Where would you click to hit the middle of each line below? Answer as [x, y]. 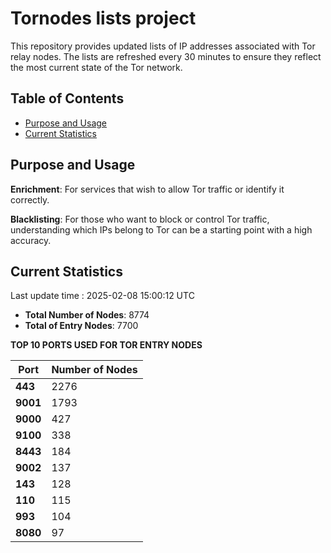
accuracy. [31, 240]
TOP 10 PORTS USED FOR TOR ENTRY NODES [106, 345]
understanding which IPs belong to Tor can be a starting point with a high [161, 229]
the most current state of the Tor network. [96, 67]
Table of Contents [67, 98]
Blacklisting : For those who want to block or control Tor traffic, [140, 219]
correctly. [30, 199]
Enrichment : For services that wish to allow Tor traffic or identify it [147, 189]
